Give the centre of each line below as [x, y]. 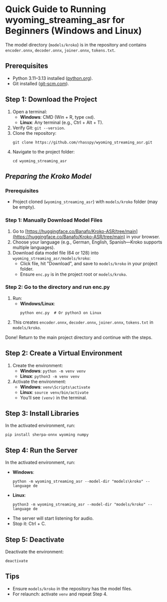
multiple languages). [34, 247]
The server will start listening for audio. [53, 518]
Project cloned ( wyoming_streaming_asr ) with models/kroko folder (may [85, 202]
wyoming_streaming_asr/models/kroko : [52, 258]
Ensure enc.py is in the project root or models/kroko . [73, 274]
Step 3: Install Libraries [42, 413]
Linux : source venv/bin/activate [54, 392]
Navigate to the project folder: [44, 152]
